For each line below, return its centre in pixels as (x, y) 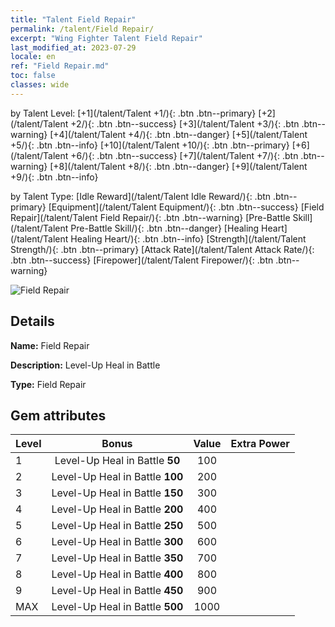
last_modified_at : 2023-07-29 (73, 47)
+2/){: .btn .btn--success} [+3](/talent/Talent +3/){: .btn (185, 123)
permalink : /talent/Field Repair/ (82, 29)
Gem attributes (58, 415)
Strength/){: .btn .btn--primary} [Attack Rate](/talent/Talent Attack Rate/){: (162, 249)
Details (32, 321)
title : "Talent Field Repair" (73, 19)
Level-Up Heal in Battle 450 (117, 591)
